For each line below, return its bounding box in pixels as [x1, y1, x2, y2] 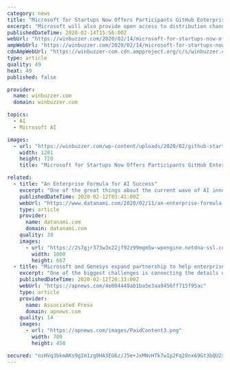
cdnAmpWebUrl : [7, 49, 48, 56]
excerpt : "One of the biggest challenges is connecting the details [19, 270, 219, 277]
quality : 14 [19, 314, 53, 321]
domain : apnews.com [25, 308, 81, 315]
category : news [7, 10, 51, 17]
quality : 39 [19, 232, 53, 238]
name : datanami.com [25, 219, 81, 226]
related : [7, 174, 32, 182]
